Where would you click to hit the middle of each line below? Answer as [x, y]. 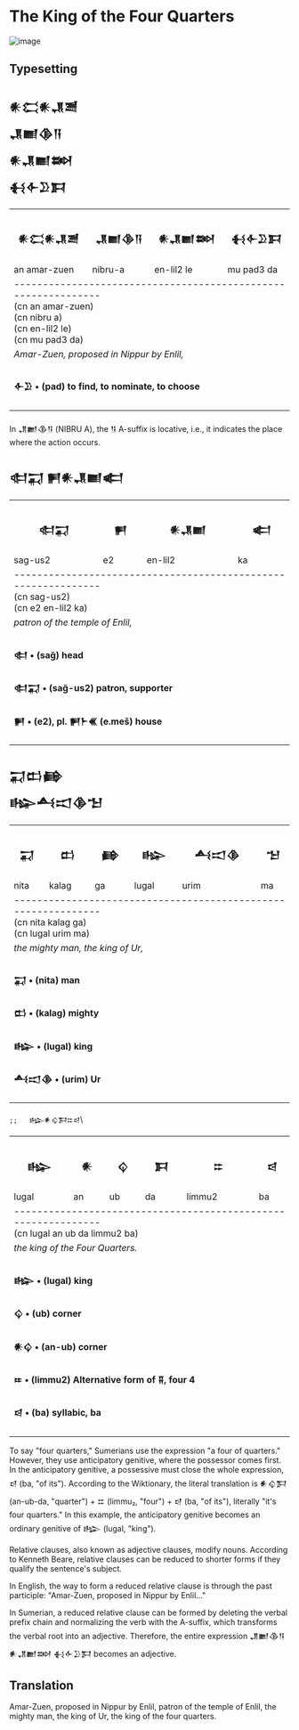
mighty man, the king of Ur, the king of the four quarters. [113, 1717]
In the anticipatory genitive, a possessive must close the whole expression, [147, 1469]
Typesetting [44, 69]
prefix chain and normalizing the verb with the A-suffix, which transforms [143, 1621]
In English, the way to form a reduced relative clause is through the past [141, 1586]
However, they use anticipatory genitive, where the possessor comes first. [145, 1460]
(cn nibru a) [38, 318]
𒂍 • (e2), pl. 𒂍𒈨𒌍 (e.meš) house [88, 721]
